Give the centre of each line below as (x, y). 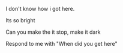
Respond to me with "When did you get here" (61, 44)
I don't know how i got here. (40, 9)
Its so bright (20, 20)
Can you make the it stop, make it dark (53, 32)
